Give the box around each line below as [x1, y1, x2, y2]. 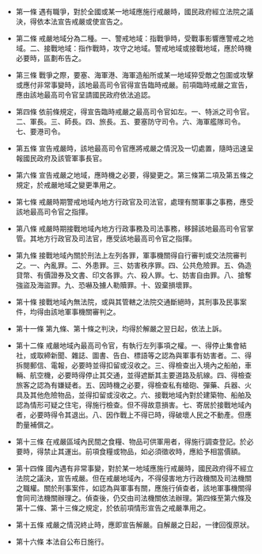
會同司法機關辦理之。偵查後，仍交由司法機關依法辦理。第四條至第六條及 [15, 494, 252, 502]
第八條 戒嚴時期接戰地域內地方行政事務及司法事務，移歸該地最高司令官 [15, 224, 247, 233]
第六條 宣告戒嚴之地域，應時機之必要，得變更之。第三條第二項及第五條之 [15, 170, 254, 180]
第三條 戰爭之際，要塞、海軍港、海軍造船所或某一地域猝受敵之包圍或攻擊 [15, 71, 254, 79]
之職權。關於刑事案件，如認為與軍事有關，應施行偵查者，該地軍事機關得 [15, 483, 252, 493]
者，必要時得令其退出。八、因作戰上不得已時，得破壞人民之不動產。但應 [15, 411, 252, 419]
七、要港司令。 [15, 127, 65, 136]
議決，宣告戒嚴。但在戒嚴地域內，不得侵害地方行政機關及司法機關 [36, 474, 252, 483]
